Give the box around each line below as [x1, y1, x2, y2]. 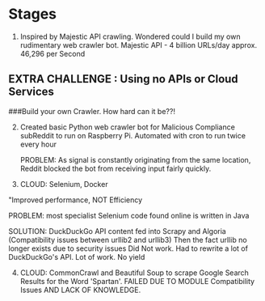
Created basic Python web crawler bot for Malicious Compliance [19, 122, 236, 132]
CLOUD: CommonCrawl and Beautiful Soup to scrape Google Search [19, 268, 249, 278]
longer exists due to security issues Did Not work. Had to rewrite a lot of [8, 244, 249, 253]
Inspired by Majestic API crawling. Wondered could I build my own [19, 32, 241, 41]
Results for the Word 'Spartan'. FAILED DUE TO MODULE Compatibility [19, 276, 255, 286]
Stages [8, 5, 57, 23]
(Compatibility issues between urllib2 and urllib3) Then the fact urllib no [8, 235, 248, 244]
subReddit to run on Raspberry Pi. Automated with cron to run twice [19, 130, 246, 140]
